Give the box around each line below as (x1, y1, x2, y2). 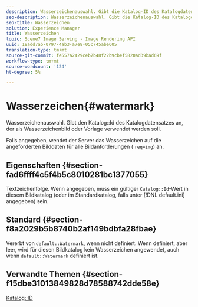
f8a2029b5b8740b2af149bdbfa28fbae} (6, 224, 157, 234)
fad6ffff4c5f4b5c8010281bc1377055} (6, 169, 148, 179)
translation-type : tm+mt (6, 47, 67, 53)
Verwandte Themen (6, 269, 81, 279)
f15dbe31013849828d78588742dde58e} (6, 279, 160, 289)
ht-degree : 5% (6, 69, 41, 75)
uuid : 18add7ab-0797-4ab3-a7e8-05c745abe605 (6, 42, 117, 48)
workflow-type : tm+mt (6, 58, 60, 64)
